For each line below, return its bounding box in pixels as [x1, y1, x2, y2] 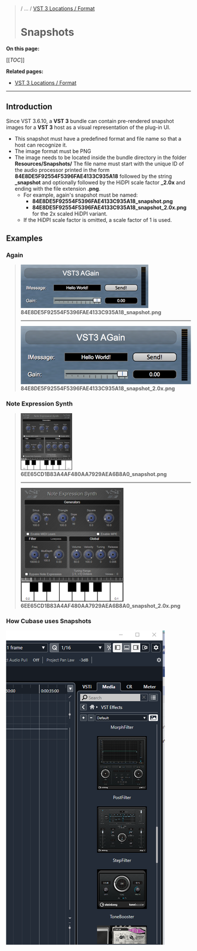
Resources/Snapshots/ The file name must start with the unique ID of [14, 160, 184, 167]
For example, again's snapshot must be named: [23, 191, 138, 198]
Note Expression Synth [6, 400, 73, 408]
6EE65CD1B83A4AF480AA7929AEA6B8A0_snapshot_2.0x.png [20, 603, 181, 610]
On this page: [6, 45, 40, 52]
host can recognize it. [14, 141, 67, 148]
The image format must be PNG [14, 147, 91, 155]
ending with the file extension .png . [14, 185, 101, 192]
